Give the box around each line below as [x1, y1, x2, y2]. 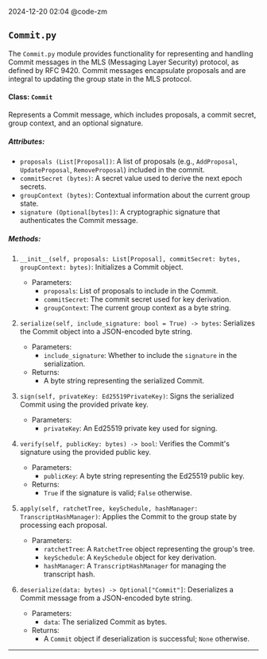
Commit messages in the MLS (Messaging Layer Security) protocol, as [8, 57, 239, 67]
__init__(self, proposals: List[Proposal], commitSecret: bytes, [19, 255, 241, 263]
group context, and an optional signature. [8, 118, 144, 128]
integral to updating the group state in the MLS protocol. [8, 74, 192, 83]
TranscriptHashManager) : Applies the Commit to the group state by [19, 511, 237, 521]
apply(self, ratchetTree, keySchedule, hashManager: [19, 504, 199, 513]
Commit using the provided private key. [19, 399, 149, 409]
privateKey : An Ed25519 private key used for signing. [43, 423, 218, 433]
